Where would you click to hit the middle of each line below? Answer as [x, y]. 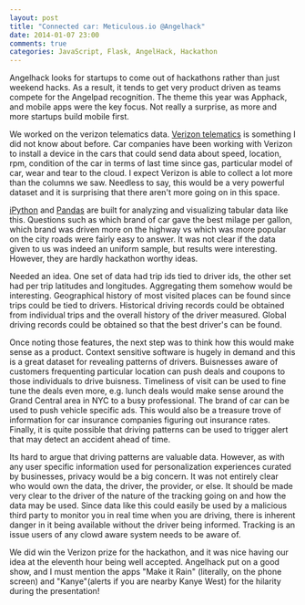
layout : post [34, 18]
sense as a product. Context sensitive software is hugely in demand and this [152, 352]
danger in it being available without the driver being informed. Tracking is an [152, 525]
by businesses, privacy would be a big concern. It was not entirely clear [144, 476]
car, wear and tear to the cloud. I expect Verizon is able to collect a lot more [151, 173]
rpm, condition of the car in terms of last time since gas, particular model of [151, 163]
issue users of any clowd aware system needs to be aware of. [125, 535]
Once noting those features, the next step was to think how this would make [152, 342]
